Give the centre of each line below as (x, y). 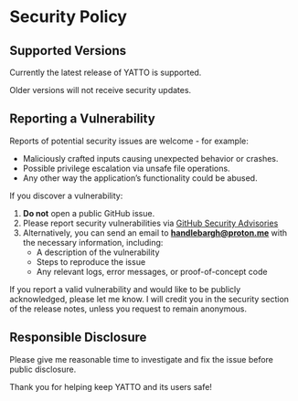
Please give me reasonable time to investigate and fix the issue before (142, 359)
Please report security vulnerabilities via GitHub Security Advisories (150, 223)
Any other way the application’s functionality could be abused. (140, 178)
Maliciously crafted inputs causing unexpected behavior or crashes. (150, 158)
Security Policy (69, 17)
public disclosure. (43, 369)
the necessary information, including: (93, 242)
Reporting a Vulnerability (82, 119)
